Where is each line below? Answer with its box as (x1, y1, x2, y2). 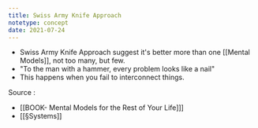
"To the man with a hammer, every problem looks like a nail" (19, 64, 215, 74)
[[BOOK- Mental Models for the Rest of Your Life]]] (19, 103, 184, 112)
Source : (8, 88, 36, 97)
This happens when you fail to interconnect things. (19, 72, 185, 82)
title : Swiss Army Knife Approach (8, 11, 122, 20)
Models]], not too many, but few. (19, 56, 125, 65)
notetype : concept (8, 19, 69, 27)
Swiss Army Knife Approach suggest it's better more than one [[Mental (19, 48, 250, 57)
